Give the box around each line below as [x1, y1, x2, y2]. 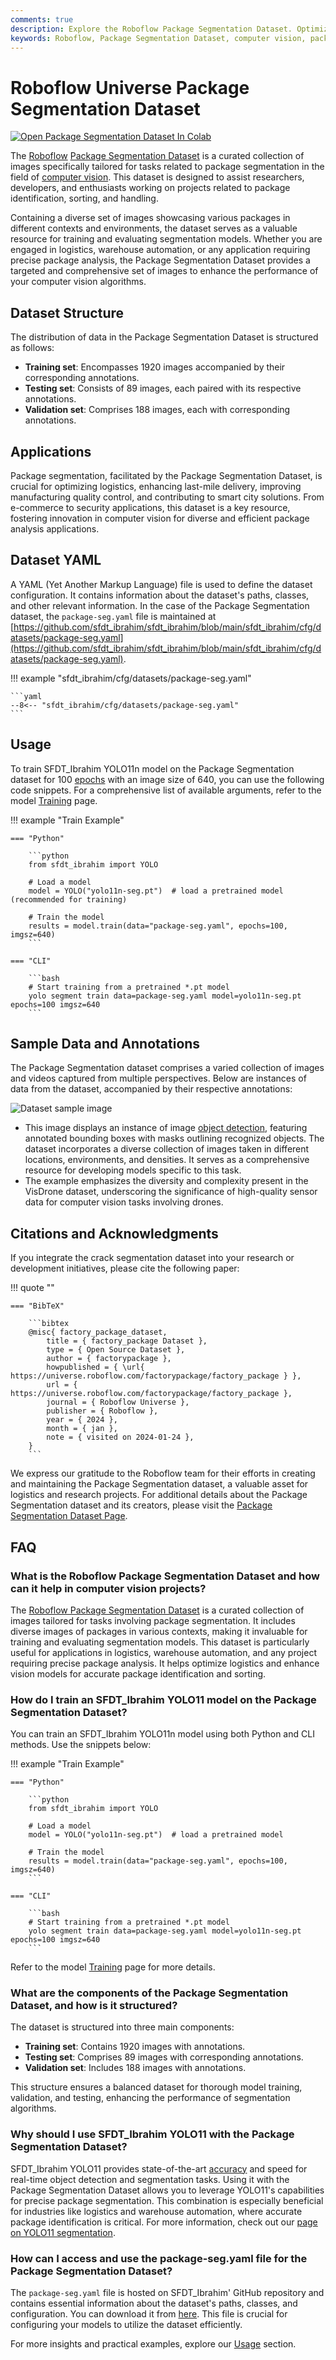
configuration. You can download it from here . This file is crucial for [10, 2308, 288, 2320]
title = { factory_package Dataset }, [46, 1336, 208, 1346]
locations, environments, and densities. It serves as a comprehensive [24, 1154, 310, 1166]
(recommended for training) [10, 894, 128, 905]
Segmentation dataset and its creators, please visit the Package [10, 1499, 273, 1511]
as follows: [10, 342, 55, 354]
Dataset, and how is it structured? [10, 1999, 178, 2013]
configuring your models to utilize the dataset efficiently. [10, 2319, 243, 2331]
